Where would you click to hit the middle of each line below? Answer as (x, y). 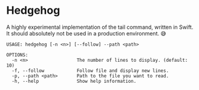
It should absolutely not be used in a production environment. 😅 (86, 33)
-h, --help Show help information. (74, 81)
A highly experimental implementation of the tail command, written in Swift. (100, 27)
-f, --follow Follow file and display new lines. (90, 70)
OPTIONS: (17, 55)
